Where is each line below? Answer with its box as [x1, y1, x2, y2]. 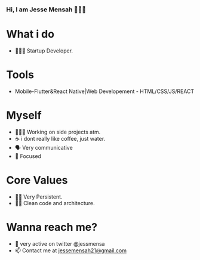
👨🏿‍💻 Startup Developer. [14, 47, 73, 54]
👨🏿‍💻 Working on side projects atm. [14, 128, 101, 135]
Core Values [6, 173, 68, 187]
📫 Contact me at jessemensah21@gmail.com [14, 247, 127, 254]
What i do [6, 27, 55, 41]
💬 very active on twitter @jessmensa [14, 240, 105, 247]
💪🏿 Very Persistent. [14, 193, 63, 200]
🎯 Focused [14, 152, 42, 160]
